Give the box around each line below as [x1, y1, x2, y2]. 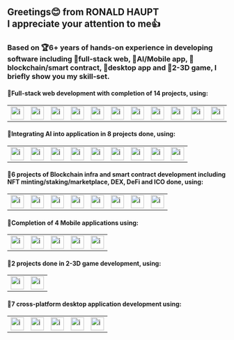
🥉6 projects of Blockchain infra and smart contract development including [7, 170, 226, 179]
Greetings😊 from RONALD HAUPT [7, 6, 159, 18]
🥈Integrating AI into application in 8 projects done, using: [7, 130, 176, 138]
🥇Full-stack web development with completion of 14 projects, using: [7, 89, 209, 97]
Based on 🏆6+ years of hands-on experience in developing [7, 43, 213, 52]
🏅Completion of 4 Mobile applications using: [7, 219, 139, 227]
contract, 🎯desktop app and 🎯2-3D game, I [70, 63, 217, 73]
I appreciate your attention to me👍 [7, 18, 162, 30]
